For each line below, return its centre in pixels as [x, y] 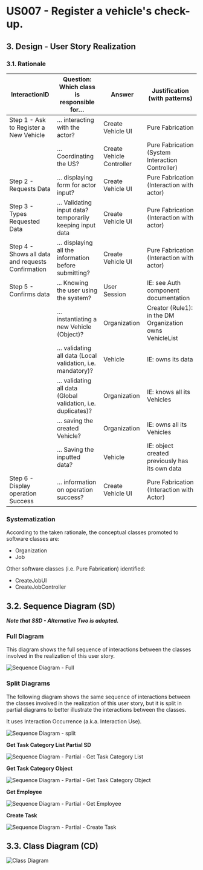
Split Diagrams [28, 683]
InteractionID [30, 94]
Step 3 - [21, 206]
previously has [168, 461]
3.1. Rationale [26, 64]
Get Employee [24, 792]
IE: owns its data [170, 359]
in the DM [161, 315]
